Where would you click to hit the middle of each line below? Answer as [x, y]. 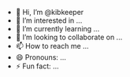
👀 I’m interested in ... [49, 20]
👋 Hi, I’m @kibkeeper [50, 12]
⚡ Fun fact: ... [37, 66]
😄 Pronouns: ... [41, 57]
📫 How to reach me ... [52, 46]
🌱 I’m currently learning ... [58, 29]
